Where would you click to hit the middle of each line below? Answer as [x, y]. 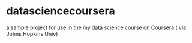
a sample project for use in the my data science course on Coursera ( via [96, 27]
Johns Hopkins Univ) [32, 33]
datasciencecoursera [61, 11]
